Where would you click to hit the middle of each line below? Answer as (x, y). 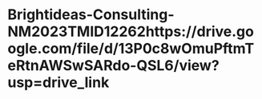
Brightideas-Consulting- (91, 15)
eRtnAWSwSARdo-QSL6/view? (113, 66)
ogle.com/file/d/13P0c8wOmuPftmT (131, 49)
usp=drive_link (58, 83)
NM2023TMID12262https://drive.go (131, 32)
